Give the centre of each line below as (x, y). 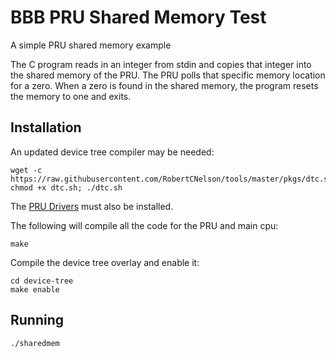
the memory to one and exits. (71, 96)
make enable (35, 289)
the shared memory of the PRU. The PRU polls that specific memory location (168, 75)
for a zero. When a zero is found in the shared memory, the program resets (164, 85)
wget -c (26, 170)
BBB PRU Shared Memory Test (138, 17)
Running (37, 320)
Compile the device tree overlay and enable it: (105, 262)
